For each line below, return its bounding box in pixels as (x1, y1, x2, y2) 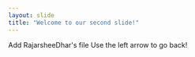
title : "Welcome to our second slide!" (8, 19, 140, 27)
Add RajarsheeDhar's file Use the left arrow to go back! (8, 40, 188, 49)
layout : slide (8, 11, 55, 20)
